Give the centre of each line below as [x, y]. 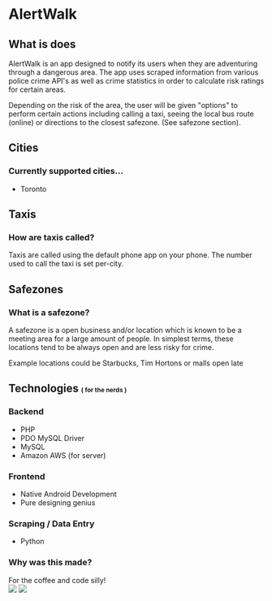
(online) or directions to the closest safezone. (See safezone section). [125, 122]
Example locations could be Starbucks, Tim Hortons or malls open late [126, 363]
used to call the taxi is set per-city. [66, 264]
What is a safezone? [49, 312]
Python [32, 542]
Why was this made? [50, 563]
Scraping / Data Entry [52, 523]
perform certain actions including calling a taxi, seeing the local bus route [131, 114]
